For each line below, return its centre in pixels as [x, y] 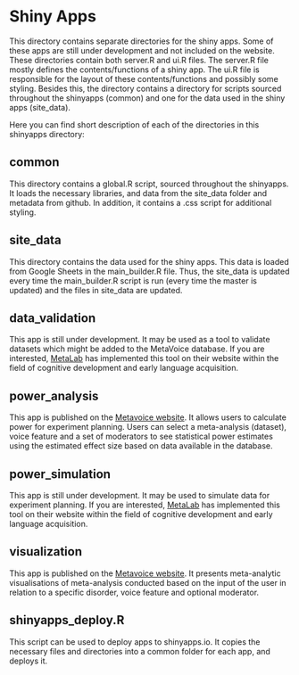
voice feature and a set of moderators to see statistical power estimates [141, 436]
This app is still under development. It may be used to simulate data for [140, 495]
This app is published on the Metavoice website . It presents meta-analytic [145, 573]
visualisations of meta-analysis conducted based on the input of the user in [148, 582]
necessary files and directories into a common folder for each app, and [140, 651]
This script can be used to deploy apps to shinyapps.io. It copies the [135, 642]
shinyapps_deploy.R [67, 620]
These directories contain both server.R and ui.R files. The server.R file [139, 60]
